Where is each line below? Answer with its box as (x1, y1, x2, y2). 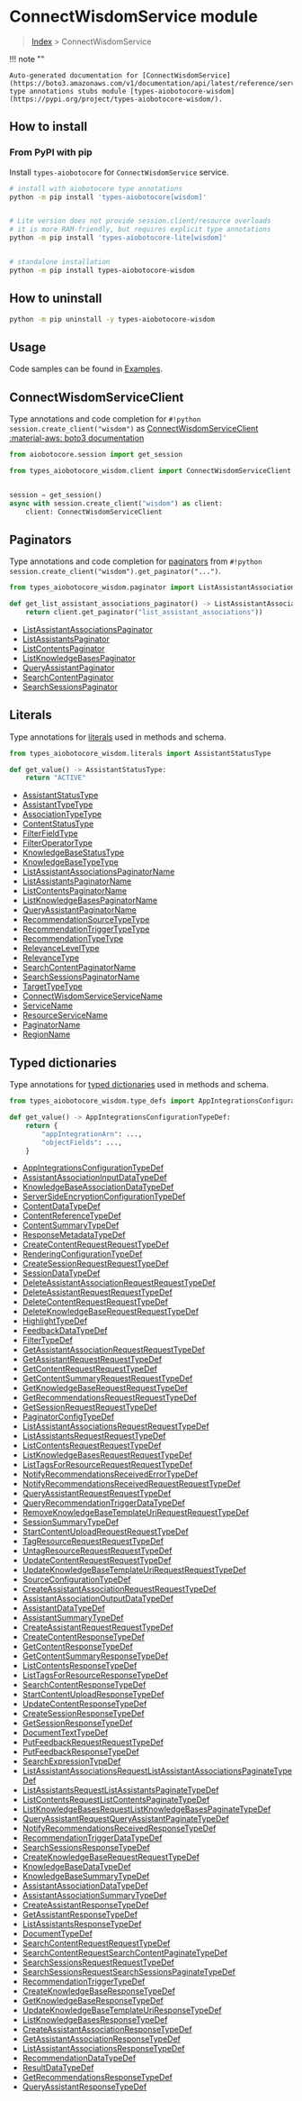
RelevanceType (22, 952, 79, 963)
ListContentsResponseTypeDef (22, 1660, 138, 1671)
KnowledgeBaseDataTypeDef (22, 1861, 132, 1872)
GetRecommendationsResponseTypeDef (22, 2072, 173, 2083)
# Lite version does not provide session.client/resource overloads (9, 216, 271, 226)
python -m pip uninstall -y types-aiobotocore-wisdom (9, 314, 216, 323)
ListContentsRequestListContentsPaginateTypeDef (22, 1795, 210, 1805)
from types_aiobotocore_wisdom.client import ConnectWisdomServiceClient (9, 466, 292, 475)
